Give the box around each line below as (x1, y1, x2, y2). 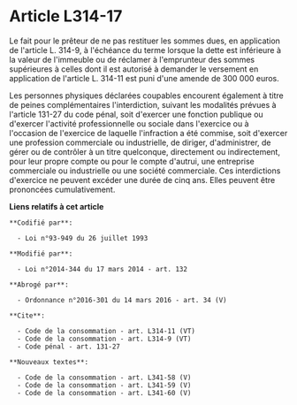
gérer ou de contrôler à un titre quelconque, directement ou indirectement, (9, 146, 281, 157)
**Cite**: (9, 311, 46, 320)
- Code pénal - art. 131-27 (17, 342, 121, 351)
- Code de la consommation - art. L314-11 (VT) (17, 326, 196, 335)
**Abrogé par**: (9, 280, 69, 289)
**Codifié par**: (9, 218, 73, 227)
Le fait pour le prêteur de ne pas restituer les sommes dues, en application (9, 35, 281, 46)
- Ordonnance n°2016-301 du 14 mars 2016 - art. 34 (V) (17, 295, 227, 304)
